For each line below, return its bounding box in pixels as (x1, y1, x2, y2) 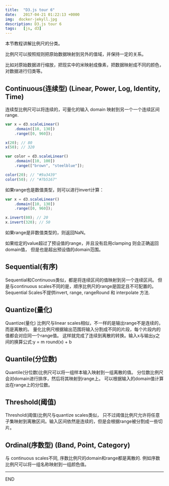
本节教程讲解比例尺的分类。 (5, 41, 63, 47)
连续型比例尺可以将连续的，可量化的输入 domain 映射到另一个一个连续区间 (5, 106, 160, 112)
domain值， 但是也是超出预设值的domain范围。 (5, 247, 104, 253)
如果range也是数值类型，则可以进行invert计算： (5, 186, 104, 192)
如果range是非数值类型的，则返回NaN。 (5, 230, 89, 236)
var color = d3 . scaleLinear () (5, 154, 69, 159)
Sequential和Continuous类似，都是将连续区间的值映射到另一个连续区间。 (5, 277, 157, 283)
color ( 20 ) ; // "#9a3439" (5, 172, 57, 177)
